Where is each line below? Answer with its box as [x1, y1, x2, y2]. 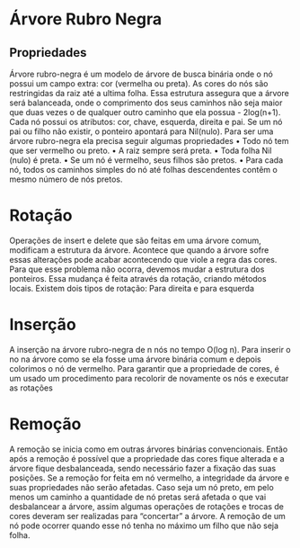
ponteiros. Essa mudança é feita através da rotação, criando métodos [9, 273, 267, 283]
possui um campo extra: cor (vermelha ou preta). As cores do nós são [9, 78, 269, 89]
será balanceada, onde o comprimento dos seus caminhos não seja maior [9, 97, 283, 108]
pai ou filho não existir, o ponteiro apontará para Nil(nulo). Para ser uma [9, 126, 274, 137]
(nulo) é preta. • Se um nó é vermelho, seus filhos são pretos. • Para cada [9, 155, 284, 166]
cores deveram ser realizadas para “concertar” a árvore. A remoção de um [9, 510, 286, 521]
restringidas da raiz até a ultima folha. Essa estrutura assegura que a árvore [9, 88, 289, 98]
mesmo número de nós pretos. [9, 174, 123, 184]
